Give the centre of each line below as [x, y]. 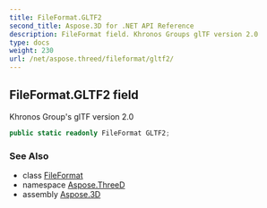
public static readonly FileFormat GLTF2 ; [90, 133]
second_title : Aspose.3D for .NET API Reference [102, 26]
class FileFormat [52, 175]
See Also [29, 155]
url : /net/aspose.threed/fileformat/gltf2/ [92, 59]
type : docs [30, 42]
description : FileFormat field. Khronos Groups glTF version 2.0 [133, 34]
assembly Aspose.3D [61, 194]
